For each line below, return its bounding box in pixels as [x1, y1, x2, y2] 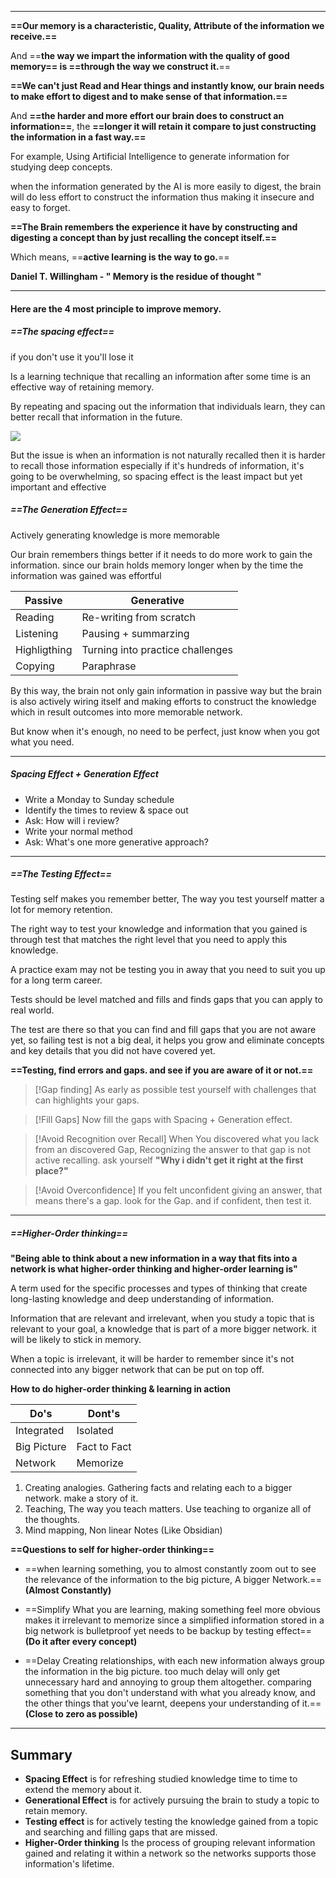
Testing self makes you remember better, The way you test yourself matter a [10, 893, 325, 905]
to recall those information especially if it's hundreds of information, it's [10, 459, 305, 471]
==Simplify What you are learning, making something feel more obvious [24, 1604, 321, 1616]
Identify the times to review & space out [24, 804, 189, 816]
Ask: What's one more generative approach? [24, 836, 209, 848]
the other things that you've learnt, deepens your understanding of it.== [24, 1697, 322, 1710]
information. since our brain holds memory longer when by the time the [10, 559, 304, 571]
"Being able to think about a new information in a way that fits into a [10, 1252, 298, 1265]
